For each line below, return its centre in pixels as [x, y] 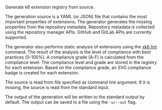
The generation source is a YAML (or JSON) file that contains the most [76, 16]
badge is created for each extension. [42, 73]
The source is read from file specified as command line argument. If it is [78, 82]
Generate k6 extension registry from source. [50, 7]
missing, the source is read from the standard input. [57, 87]
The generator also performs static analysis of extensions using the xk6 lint [81, 47]
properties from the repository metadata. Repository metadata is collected [80, 27]
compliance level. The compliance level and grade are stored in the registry [81, 62]
